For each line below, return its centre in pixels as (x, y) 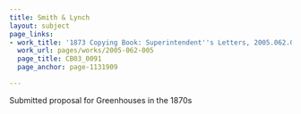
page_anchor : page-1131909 (68, 68)
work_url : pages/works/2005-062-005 (86, 51)
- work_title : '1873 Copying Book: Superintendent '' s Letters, (130, 42)
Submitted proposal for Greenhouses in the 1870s (101, 100)
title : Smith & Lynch (50, 17)
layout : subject (39, 26)
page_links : (31, 34)
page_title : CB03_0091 (60, 59)
